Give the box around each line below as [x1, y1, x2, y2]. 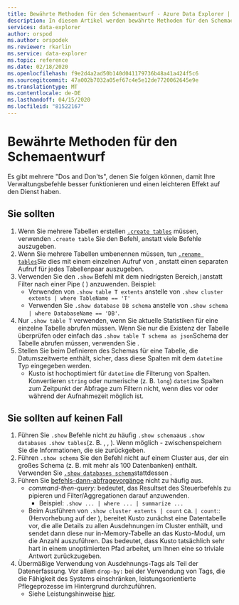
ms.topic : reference [7, 57, 69, 64]
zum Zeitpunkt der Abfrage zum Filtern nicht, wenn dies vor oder [28, 384, 219, 392]
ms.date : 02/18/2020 [7, 63, 69, 70]
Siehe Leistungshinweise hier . [28, 589, 116, 598]
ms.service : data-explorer [7, 50, 87, 58]
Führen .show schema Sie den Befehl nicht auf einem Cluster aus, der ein [17, 454, 229, 462]
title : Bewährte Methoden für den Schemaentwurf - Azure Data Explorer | [7, 10, 231, 18]
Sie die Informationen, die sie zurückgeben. [17, 446, 146, 455]
